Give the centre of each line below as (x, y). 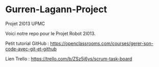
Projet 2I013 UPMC (25, 24)
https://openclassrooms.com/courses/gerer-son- (102, 43)
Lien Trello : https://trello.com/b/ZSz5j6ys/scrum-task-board (69, 59)
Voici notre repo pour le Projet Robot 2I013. (50, 33)
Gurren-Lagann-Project (56, 9)
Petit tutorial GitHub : (27, 43)
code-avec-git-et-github (31, 49)
